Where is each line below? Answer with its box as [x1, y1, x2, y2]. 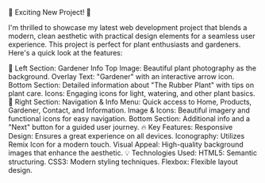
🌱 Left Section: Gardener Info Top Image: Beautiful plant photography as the [8, 63, 256, 73]
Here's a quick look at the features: [8, 48, 123, 57]
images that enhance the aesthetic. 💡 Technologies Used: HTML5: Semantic [8, 148, 258, 158]
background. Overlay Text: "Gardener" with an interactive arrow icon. [8, 72, 235, 81]
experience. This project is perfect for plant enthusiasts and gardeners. [8, 40, 241, 49]
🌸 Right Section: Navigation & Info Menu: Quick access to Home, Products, [8, 97, 252, 106]
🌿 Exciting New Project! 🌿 [8, 8, 91, 17]
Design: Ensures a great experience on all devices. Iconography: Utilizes [8, 132, 245, 140]
